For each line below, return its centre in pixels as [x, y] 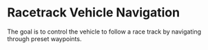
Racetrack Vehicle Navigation [94, 13]
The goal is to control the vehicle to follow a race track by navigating [104, 32]
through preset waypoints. [44, 38]
